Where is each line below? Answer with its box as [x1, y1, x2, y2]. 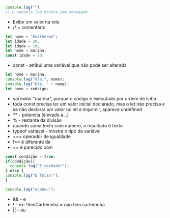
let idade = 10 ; [5, 43, 40, 48]
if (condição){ [5, 158, 36, 164]
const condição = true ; [5, 154, 56, 159]
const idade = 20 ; [5, 53, 44, 58]
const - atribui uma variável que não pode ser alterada [12, 62, 127, 68]
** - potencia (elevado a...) [12, 112, 69, 118]
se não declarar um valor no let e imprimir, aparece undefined [12, 106, 143, 112]
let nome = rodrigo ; [5, 86, 49, 91]
